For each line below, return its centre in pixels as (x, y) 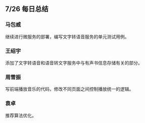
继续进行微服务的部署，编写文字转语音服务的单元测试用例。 (67, 36)
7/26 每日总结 (27, 9)
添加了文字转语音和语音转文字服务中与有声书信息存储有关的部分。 (74, 63)
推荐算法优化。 (21, 115)
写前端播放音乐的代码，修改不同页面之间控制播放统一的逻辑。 (69, 89)
